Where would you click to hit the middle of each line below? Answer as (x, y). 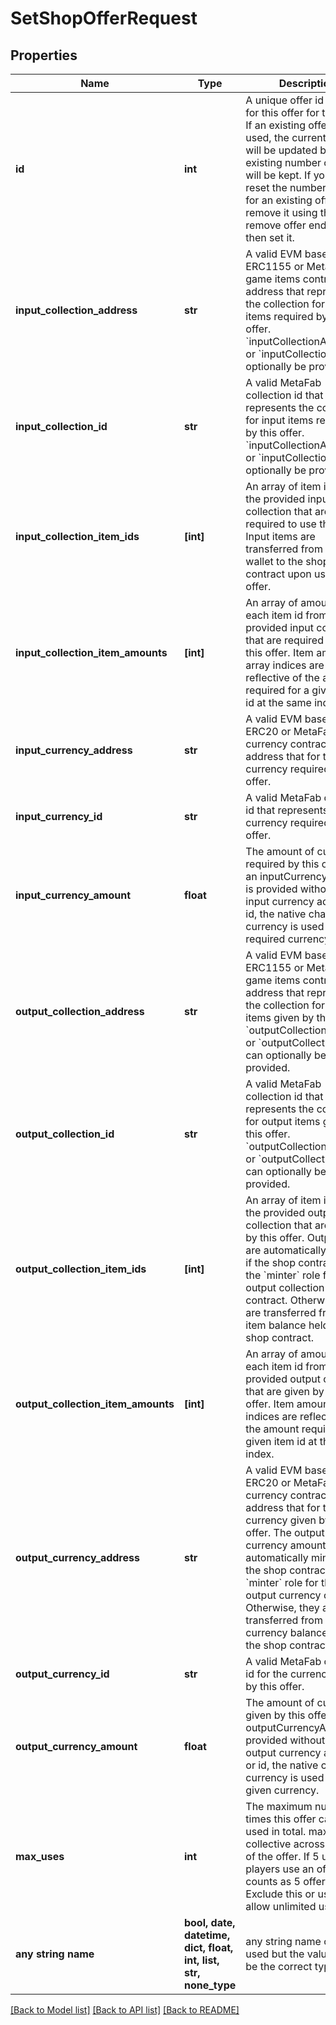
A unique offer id (284, 100)
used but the (275, 1954)
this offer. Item (279, 652)
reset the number (286, 187)
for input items (279, 420)
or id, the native (282, 1765)
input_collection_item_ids (77, 536)
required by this (282, 864)
